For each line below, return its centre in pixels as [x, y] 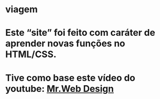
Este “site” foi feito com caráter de [80, 33]
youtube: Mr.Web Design [59, 89]
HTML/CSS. [31, 54]
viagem [22, 9]
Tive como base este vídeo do [71, 78]
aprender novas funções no [65, 44]
